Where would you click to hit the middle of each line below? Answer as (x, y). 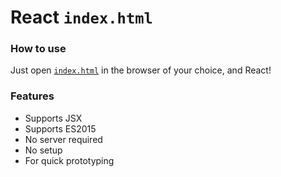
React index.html (81, 17)
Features (32, 96)
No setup (43, 150)
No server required (63, 139)
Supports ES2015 (60, 128)
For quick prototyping (69, 160)
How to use (38, 49)
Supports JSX (53, 118)
